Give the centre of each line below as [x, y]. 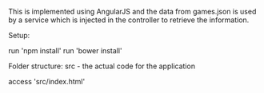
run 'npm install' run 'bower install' [65, 50]
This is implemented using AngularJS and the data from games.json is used [132, 12]
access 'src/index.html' [47, 81]
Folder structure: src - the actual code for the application [102, 66]
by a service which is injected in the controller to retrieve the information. [129, 20]
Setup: [19, 35]
